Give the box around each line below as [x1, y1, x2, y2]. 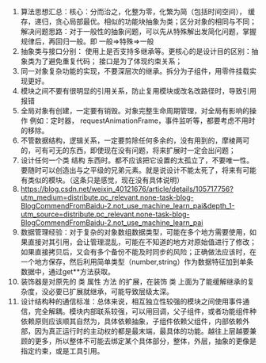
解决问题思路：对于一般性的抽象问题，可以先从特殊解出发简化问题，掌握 [20, 27, 256, 36]
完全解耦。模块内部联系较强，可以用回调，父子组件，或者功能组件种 [34, 307, 256, 315]
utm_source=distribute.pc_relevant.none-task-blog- [20, 209, 190, 219]
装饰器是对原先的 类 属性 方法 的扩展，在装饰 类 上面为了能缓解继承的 [20, 277, 248, 286]
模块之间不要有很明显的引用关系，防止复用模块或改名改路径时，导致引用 [20, 86, 256, 95]
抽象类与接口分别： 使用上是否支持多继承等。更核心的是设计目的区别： [20, 47, 252, 55]
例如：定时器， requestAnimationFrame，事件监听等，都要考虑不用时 [29, 116, 256, 125]
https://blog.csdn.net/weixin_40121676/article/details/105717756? [20, 185, 234, 193]
